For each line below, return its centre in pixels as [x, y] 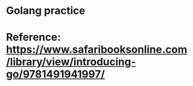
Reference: [34, 37]
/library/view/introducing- [71, 62]
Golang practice [46, 11]
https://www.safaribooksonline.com [97, 50]
